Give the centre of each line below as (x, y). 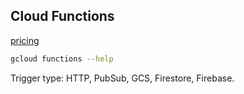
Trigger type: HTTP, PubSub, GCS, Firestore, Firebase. (122, 78)
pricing (25, 40)
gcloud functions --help (62, 59)
